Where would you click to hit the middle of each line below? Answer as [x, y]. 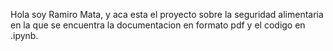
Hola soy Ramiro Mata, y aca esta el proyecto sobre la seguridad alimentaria [167, 14]
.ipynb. [24, 35]
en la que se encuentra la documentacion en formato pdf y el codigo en [158, 25]
